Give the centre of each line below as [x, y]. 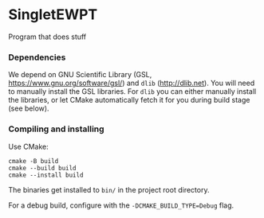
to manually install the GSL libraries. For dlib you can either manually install [132, 91]
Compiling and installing [57, 129]
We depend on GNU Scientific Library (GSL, [80, 75]
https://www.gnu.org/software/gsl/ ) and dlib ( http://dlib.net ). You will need [132, 83]
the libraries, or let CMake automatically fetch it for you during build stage [129, 100]
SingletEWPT [53, 15]
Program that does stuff [47, 37]
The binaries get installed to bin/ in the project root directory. [109, 189]
